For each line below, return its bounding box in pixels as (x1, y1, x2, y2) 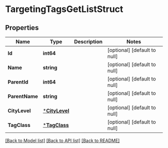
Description (74, 38, 102, 45)
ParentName (7, 93, 38, 99)
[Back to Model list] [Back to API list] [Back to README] (5, 137, 120, 143)
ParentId (7, 78, 28, 85)
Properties (5, 23, 39, 32)
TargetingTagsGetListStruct (5, 3, 123, 15)
